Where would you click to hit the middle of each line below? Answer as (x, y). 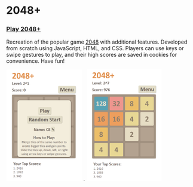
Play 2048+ (24, 29)
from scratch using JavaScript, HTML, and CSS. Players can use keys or (95, 48)
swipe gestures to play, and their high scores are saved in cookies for (92, 55)
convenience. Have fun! (35, 61)
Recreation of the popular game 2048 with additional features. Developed (97, 42)
